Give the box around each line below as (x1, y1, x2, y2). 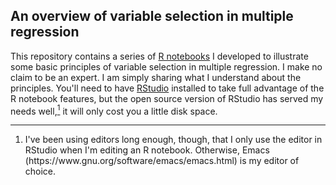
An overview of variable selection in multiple (10, 8, 294, 25)
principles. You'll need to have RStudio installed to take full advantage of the (10, 82, 325, 94)
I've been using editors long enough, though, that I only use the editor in (24, 134, 323, 146)
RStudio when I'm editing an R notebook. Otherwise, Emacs (24, 144, 270, 156)
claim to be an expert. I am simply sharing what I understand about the (10, 71, 302, 83)
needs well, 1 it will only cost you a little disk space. (10, 103, 218, 117)
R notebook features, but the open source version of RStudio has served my (10, 92, 324, 104)
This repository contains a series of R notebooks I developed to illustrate (10, 50, 309, 62)
